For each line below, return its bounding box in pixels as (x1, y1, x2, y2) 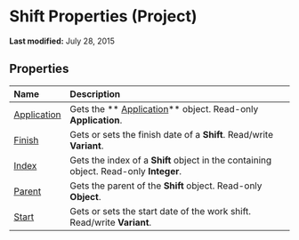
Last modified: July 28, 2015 (9, 36, 116, 46)
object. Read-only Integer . (69, 164, 182, 177)
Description (69, 87, 121, 100)
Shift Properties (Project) (9, 6, 198, 27)
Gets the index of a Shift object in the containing (69, 154, 272, 166)
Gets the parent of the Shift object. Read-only (69, 180, 263, 192)
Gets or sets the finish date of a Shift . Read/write (69, 128, 274, 140)
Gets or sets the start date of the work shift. (69, 204, 252, 217)
